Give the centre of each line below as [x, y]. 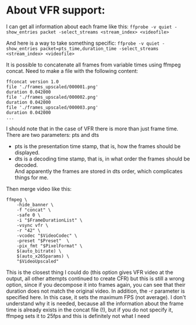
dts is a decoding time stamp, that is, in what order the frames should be [102, 159]
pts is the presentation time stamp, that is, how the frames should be [97, 146]
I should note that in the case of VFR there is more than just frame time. [92, 128]
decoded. [26, 165]
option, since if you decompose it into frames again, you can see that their [96, 284]
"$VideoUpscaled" [38, 261]
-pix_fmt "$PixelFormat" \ [50, 246]
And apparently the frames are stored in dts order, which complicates [99, 171]
